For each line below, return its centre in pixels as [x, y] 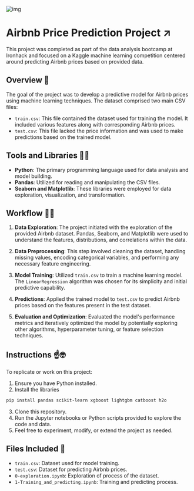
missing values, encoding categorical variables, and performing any [97, 258]
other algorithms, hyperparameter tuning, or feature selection [89, 329]
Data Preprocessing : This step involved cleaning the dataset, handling [100, 251]
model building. [34, 176]
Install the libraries [37, 390]
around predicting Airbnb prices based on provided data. [75, 61]
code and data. [33, 424]
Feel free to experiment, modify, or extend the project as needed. [93, 430]
